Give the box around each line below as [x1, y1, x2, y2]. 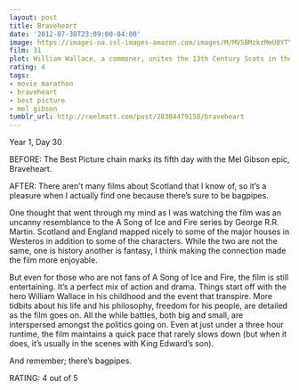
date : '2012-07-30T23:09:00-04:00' [9, 29, 141, 38]
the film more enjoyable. [9, 255, 98, 265]
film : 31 [9, 46, 42, 55]
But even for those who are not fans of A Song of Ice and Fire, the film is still [9, 272, 289, 283]
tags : [9, 71, 29, 80]
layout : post [9, 12, 58, 22]
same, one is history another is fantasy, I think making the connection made [9, 246, 287, 256]
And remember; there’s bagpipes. [9, 355, 132, 366]
